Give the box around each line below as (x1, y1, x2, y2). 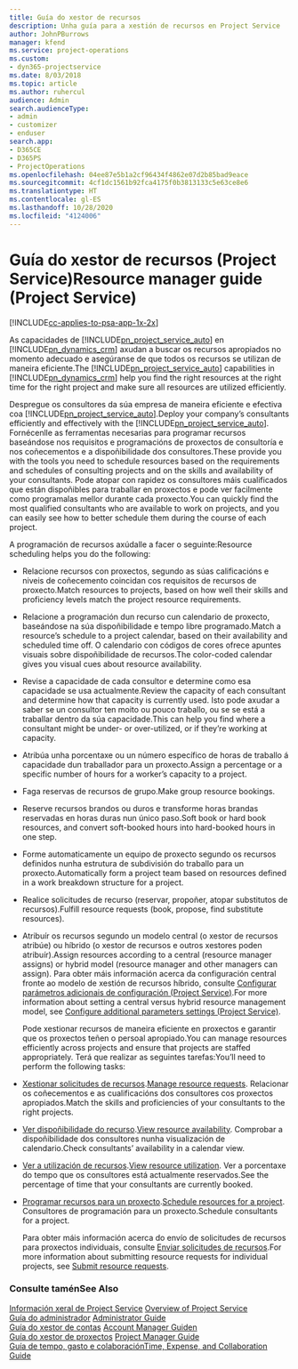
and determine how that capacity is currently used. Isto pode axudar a (21, 695, 280, 705)
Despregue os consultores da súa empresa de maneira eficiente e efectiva (9, 399, 283, 409)
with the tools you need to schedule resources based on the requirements (9, 455, 280, 466)
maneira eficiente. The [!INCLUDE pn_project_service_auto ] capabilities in (9, 362, 276, 374)
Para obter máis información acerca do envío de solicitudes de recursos (21, 1232, 286, 1243)
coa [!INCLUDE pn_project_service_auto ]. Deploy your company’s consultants (9, 408, 290, 419)
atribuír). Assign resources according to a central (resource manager (21, 949, 272, 960)
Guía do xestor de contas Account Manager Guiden (9, 1322, 197, 1333)
